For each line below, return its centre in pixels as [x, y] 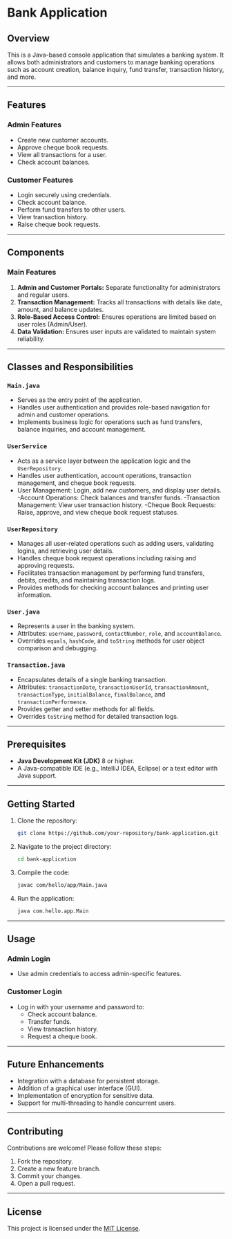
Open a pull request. [46, 1184]
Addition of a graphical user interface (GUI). [79, 1088]
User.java [23, 612]
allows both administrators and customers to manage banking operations [111, 62]
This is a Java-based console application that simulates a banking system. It [116, 55]
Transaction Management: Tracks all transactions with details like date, [119, 302]
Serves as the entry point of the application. [80, 400]
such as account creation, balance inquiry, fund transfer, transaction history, [116, 70]
